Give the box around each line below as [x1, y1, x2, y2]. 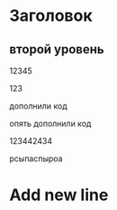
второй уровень [9, 42, 105, 57]
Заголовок [9, 5, 93, 26]
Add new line [9, 185, 109, 205]
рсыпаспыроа [9, 153, 63, 164]
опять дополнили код [9, 119, 92, 129]
